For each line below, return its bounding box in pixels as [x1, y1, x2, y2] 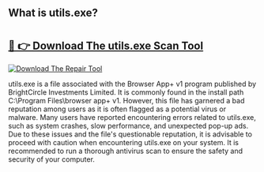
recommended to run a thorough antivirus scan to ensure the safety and [8, 146, 243, 155]
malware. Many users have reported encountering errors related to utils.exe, [8, 113, 257, 122]
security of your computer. [8, 155, 95, 164]
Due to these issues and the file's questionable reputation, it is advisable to [8, 129, 253, 139]
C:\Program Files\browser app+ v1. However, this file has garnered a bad [8, 96, 245, 105]
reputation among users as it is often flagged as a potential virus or [8, 104, 227, 114]
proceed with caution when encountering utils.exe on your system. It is [8, 138, 239, 147]
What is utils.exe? [8, 6, 99, 20]
